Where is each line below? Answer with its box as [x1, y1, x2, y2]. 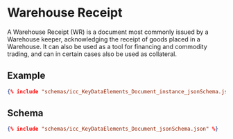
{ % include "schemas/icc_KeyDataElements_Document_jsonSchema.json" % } [7, 126, 218, 133]
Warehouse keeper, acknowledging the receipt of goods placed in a [7, 35, 201, 43]
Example [7, 70, 46, 82]
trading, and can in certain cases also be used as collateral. [7, 50, 177, 58]
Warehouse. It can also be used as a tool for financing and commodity [7, 42, 208, 50]
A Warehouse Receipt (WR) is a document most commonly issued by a [7, 28, 209, 36]
